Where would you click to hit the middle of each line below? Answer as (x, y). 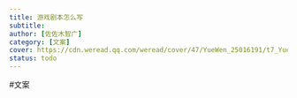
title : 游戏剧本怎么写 (46, 17)
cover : (21, 50)
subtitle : (27, 26)
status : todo (33, 58)
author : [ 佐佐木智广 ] (46, 34)
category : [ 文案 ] (40, 42)
